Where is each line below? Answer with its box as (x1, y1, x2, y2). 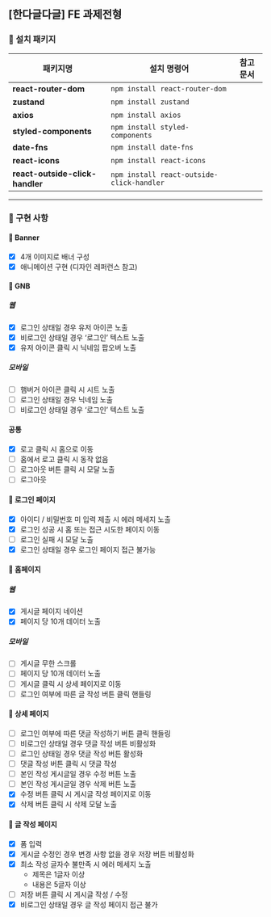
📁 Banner (8, 233, 40, 242)
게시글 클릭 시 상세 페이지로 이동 (19, 679, 122, 688)
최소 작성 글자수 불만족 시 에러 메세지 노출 (19, 859, 152, 869)
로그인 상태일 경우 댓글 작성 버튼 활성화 (19, 748, 144, 758)
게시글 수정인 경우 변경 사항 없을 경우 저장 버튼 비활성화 (19, 849, 195, 859)
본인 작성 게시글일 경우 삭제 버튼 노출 (19, 779, 137, 789)
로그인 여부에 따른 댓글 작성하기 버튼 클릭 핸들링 (19, 728, 171, 738)
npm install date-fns (110, 142, 194, 152)
